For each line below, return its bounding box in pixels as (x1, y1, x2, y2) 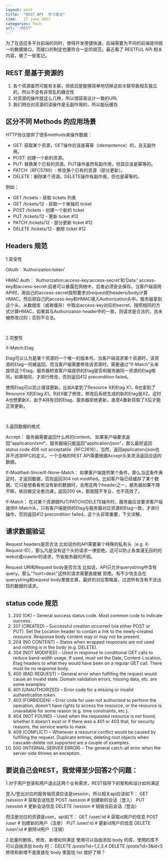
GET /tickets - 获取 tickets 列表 (12, 194, 76, 200)
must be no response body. (12, 666, 69, 672)
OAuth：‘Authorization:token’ (5, 266, 65, 272)
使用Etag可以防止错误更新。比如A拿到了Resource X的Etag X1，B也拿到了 (5, 384, 156, 390)
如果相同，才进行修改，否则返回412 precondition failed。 (14, 373, 132, 379)
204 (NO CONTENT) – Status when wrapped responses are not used (12, 639, 155, 645)
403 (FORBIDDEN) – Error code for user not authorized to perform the (12, 697, 157, 703)
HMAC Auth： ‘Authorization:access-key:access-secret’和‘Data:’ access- (5, 277, 156, 283)
